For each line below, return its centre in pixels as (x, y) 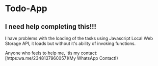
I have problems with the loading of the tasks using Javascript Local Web (79, 38)
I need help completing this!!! (51, 27)
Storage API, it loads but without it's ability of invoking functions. (70, 44)
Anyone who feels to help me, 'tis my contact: (51, 53)
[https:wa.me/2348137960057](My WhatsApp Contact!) (62, 58)
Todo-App (26, 9)
